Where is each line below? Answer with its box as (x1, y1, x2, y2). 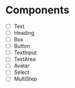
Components (5, 3, 70, 17)
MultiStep (13, 75, 37, 82)
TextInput (13, 49, 37, 56)
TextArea (13, 56, 36, 63)
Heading (13, 30, 35, 36)
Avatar (13, 62, 30, 69)
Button (13, 43, 30, 50)
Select (13, 69, 30, 76)
